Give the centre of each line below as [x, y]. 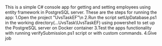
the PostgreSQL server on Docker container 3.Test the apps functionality [78, 28]
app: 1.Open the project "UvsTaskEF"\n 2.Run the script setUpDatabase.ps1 [81, 17]
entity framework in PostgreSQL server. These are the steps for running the [81, 12]
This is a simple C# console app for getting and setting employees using [78, 7]
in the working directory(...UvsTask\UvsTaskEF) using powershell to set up [80, 23]
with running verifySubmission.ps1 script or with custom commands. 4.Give [81, 33]
